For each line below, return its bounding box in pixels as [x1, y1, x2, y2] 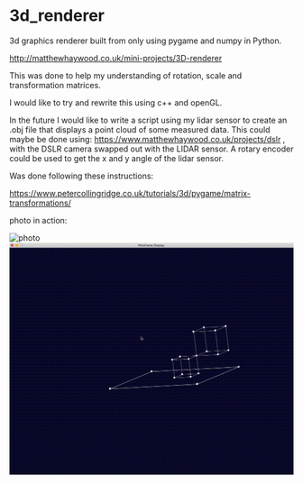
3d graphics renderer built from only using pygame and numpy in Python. [9, 35, 282, 46]
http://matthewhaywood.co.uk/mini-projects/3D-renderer [9, 52, 223, 63]
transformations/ [9, 197, 72, 208]
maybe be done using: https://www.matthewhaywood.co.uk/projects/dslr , [9, 133, 286, 144]
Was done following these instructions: [9, 170, 154, 181]
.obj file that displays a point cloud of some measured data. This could [9, 123, 271, 135]
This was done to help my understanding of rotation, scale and [9, 69, 243, 81]
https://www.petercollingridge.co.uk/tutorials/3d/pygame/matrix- [9, 187, 251, 198]
